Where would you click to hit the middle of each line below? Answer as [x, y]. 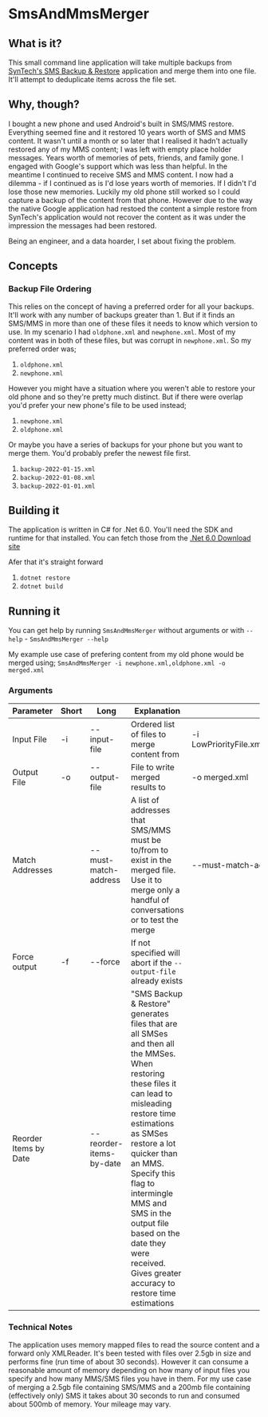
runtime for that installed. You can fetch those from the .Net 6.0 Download [130, 538]
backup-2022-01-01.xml [57, 486]
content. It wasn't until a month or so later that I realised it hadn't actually [128, 141]
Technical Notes [41, 1328]
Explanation [158, 711]
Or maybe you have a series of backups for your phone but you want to [126, 445]
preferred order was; [43, 349]
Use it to [146, 881]
